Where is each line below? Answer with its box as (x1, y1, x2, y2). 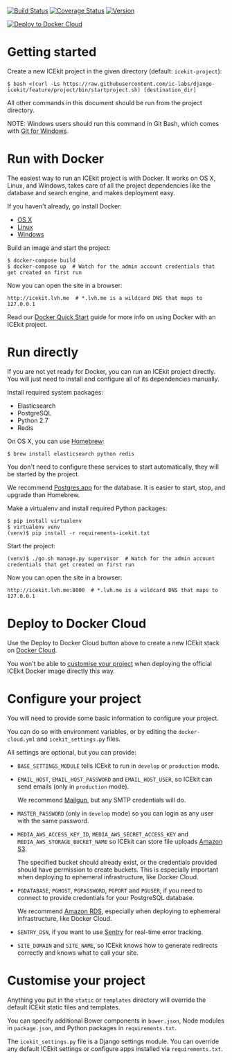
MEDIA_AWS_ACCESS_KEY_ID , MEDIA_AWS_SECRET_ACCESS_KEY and (17, 829, 189, 838)
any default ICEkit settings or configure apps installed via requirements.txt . (7, 1044, 223, 1052)
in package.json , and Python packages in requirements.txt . (7, 1023, 177, 1032)
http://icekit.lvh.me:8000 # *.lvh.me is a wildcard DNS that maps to (7, 586, 218, 593)
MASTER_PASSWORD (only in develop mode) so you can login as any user (17, 809, 214, 817)
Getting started (7, 44, 97, 60)
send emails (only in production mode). (17, 782, 130, 791)
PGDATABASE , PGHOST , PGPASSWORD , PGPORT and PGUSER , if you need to (17, 886, 203, 895)
